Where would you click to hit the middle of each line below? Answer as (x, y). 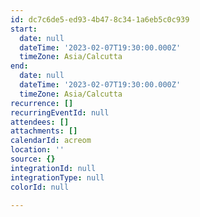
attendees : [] (40, 122)
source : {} (33, 159)
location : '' (37, 150)
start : (24, 29)
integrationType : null (57, 177)
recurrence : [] (42, 103)
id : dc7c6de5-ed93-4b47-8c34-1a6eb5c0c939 (100, 19)
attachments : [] (44, 131)
